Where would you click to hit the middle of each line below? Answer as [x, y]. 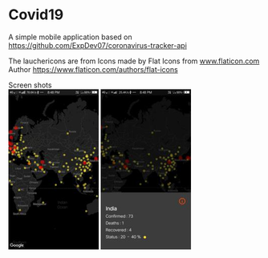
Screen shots [30, 85]
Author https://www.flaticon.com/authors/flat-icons [93, 69]
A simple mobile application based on [70, 37]
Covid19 [36, 15]
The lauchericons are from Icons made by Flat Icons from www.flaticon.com [134, 61]
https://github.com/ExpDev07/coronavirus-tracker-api [97, 45]
